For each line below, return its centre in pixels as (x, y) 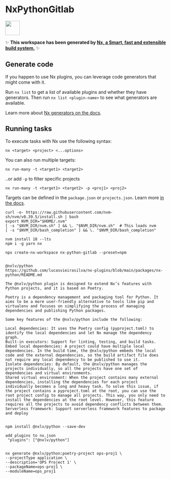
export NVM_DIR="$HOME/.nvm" (36, 221)
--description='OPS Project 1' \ (41, 462)
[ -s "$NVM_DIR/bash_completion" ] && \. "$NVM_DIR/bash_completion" (81, 230)
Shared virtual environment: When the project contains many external (82, 377)
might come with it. (26, 82)
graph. (12, 337)
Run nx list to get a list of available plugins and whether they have (76, 92)
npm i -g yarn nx (24, 243)
